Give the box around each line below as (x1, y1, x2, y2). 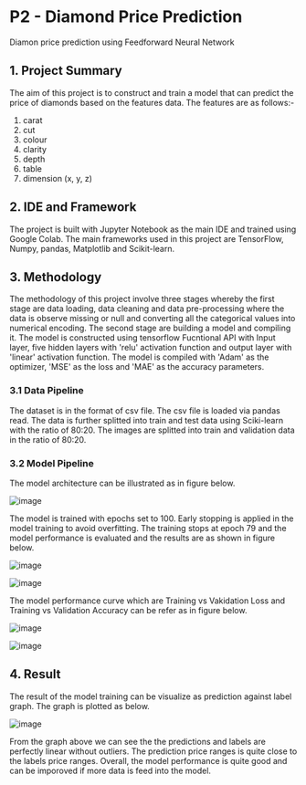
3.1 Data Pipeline (9, 384, 84, 397)
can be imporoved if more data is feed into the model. (9, 765, 212, 776)
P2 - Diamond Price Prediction (9, 6, 243, 27)
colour (22, 134, 47, 145)
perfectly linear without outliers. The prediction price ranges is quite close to (9, 746, 298, 757)
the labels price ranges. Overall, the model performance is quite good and (9, 755, 288, 766)
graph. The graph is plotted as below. (9, 700, 151, 711)
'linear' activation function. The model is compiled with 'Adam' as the (9, 351, 269, 362)
